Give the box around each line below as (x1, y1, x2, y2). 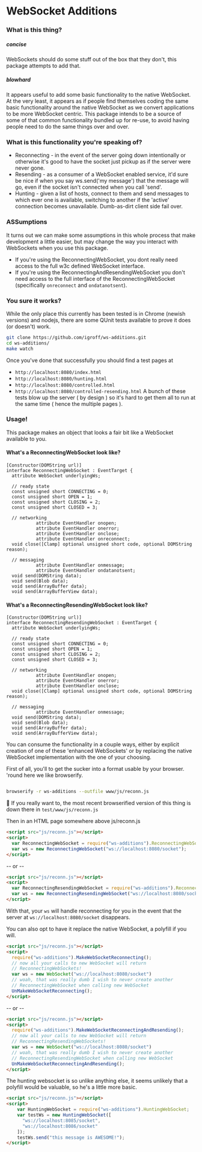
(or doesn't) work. (6, 323, 51, 330)
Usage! (6, 415, 28, 423)
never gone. (14, 164, 45, 172)
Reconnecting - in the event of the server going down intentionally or (14, 152, 186, 159)
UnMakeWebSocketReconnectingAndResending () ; (11, 1061, 125, 1067)
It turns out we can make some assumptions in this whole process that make (6, 231, 196, 239)
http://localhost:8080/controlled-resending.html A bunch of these (14, 387, 186, 394)
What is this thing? (6, 26, 63, 34)
